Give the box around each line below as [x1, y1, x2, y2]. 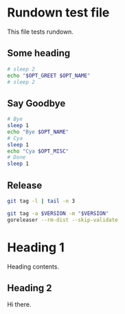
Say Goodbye [7, 98, 66, 109]
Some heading [7, 47, 71, 59]
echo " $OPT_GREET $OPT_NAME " [7, 72, 91, 79]
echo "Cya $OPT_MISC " [7, 148, 69, 155]
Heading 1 [7, 239, 65, 255]
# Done [7, 154, 26, 161]
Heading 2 [7, 282, 53, 293]
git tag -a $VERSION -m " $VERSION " [7, 210, 109, 217]
